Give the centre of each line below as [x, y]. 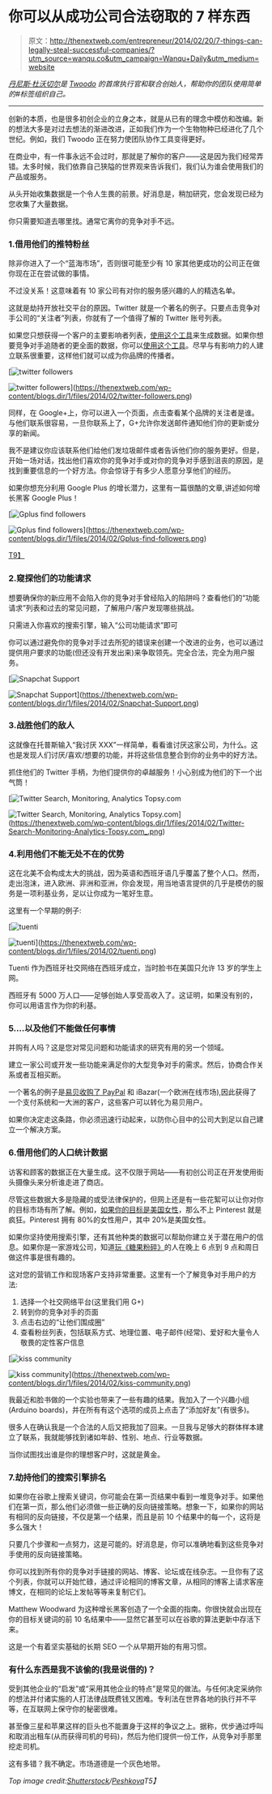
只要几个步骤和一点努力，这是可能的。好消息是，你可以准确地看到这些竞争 [132, 1544]
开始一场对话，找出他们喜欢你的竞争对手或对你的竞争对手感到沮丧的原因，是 [136, 461]
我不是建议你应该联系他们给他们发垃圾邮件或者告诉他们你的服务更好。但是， [136, 450]
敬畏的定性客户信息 [52, 1342]
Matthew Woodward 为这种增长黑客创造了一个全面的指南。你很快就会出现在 [135, 1609]
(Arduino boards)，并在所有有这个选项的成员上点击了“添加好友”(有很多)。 [131, 1410]
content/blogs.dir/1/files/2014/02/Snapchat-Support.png [102, 703]
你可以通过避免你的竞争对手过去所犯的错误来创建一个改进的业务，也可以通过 [136, 642]
